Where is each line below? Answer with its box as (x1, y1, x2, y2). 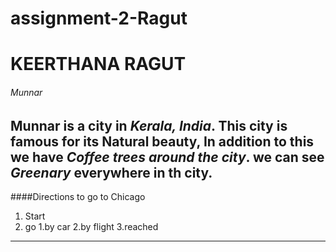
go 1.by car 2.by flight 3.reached (24, 221, 159, 232)
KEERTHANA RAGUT (10, 53, 187, 76)
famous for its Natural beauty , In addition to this (10, 133, 315, 150)
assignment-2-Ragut (10, 7, 188, 30)
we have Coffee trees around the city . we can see (10, 148, 325, 166)
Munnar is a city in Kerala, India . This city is (10, 117, 288, 134)
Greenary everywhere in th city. (10, 164, 213, 181)
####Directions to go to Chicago (10, 191, 146, 202)
